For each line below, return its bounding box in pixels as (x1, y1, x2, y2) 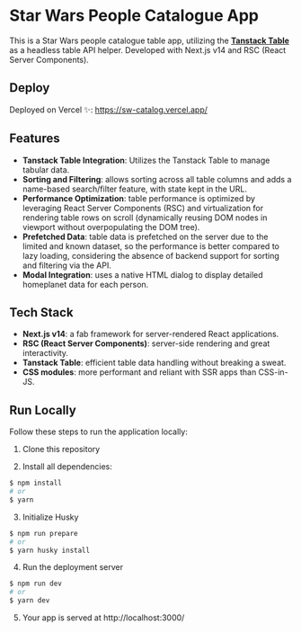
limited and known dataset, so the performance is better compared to (22, 240, 280, 252)
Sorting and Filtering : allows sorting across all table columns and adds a (22, 174, 292, 184)
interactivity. (22, 348, 69, 359)
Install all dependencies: (22, 461, 112, 472)
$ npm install (9, 478, 63, 488)
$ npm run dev (9, 579, 63, 589)
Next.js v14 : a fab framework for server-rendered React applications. (22, 329, 279, 340)
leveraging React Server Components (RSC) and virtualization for (22, 202, 264, 213)
